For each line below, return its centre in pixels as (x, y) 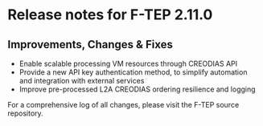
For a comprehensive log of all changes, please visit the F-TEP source (123, 105)
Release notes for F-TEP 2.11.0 (110, 15)
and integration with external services (82, 81)
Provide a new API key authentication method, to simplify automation (133, 72)
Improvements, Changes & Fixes (90, 45)
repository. (25, 113)
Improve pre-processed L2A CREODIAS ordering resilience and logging (137, 89)
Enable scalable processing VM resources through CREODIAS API (128, 63)
